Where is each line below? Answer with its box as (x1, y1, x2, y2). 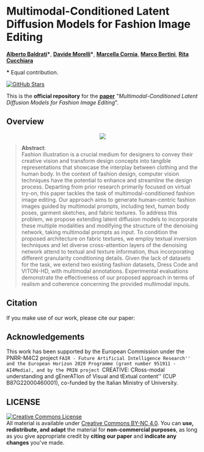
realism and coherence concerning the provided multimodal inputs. (21, 280, 191, 287)
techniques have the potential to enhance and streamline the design (21, 176, 192, 184)
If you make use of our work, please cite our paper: (6, 314, 136, 321)
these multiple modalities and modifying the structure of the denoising (21, 221, 199, 229)
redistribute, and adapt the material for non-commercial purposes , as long (6, 426, 197, 434)
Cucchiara (6, 57, 34, 64)
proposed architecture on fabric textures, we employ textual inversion (21, 235, 197, 242)
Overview (6, 117, 45, 127)
